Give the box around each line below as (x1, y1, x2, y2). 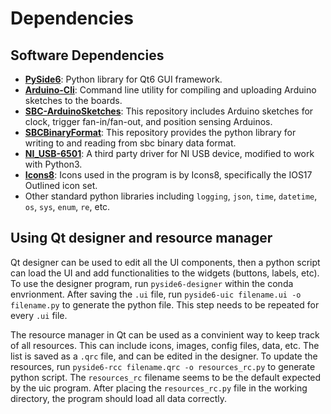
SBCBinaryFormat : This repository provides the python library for (24, 127, 297, 138)
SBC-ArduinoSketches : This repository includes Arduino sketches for (24, 105, 314, 117)
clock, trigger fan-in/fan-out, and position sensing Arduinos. (24, 116, 273, 127)
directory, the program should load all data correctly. (10, 392, 227, 404)
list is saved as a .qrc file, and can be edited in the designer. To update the (10, 350, 318, 362)
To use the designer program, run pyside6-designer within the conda (10, 277, 294, 289)
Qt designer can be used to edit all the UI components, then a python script (10, 256, 321, 268)
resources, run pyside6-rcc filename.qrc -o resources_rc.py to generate (10, 360, 316, 372)
